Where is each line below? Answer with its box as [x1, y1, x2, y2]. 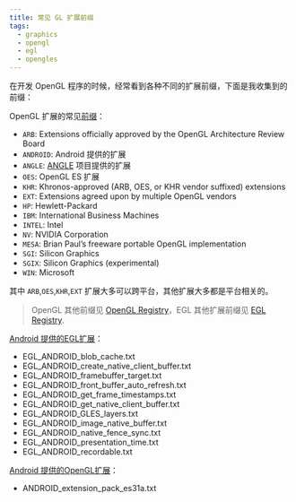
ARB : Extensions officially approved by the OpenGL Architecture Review [22, 129, 285, 139]
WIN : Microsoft [22, 267, 74, 278]
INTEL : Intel [22, 220, 64, 229]
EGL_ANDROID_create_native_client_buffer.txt [22, 360, 192, 371]
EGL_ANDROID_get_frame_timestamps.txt [22, 389, 177, 400]
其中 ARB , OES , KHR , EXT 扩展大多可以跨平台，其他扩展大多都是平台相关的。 [9, 286, 274, 296]
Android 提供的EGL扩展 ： [9, 333, 103, 343]
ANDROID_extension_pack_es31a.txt [22, 483, 157, 493]
